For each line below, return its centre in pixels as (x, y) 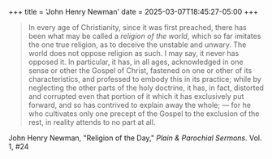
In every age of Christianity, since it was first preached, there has (137, 27)
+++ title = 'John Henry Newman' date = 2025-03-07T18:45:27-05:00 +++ (133, 12)
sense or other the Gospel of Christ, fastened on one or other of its (140, 71)
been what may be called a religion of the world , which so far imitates (145, 36)
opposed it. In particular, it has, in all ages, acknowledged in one (136, 62)
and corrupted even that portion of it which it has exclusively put (136, 96)
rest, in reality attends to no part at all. (92, 122)
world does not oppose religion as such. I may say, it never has (134, 53)
